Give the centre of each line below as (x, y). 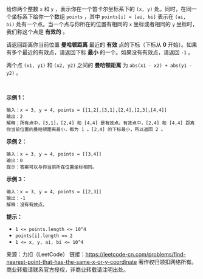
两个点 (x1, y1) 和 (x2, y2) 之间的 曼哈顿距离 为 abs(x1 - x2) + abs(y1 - (99, 65)
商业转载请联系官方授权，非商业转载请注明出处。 (67, 270)
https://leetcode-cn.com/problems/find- (136, 254)
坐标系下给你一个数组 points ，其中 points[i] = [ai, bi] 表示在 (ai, (99, 16)
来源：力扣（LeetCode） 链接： (46, 254)
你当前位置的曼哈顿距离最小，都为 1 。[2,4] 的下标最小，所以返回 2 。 (86, 129)
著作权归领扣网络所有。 (168, 262)
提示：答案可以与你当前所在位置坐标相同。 (52, 167)
